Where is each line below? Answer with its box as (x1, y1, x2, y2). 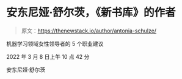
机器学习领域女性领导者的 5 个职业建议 (6, 40, 104, 47)
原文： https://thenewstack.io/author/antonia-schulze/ (21, 27, 157, 34)
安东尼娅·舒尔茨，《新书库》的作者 (6, 6, 176, 20)
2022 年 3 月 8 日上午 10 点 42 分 (6, 53, 90, 60)
